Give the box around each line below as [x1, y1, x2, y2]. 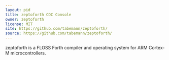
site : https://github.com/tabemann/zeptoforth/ [5, 26, 108, 31]
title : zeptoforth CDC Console [5, 12, 72, 17]
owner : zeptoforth [5, 17, 44, 22]
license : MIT [5, 21, 33, 27]
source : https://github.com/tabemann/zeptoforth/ [5, 31, 113, 36]
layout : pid [5, 7, 30, 13]
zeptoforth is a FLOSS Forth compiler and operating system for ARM [5, 45, 148, 50]
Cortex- [148, 45, 165, 50]
